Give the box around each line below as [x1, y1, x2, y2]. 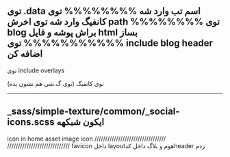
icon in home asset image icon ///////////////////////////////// [7, 134, 166, 143]
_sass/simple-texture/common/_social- [7, 106, 180, 117]
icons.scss [7, 116, 55, 128]
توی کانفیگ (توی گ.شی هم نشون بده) [7, 79, 104, 87]
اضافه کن [7, 48, 43, 60]
